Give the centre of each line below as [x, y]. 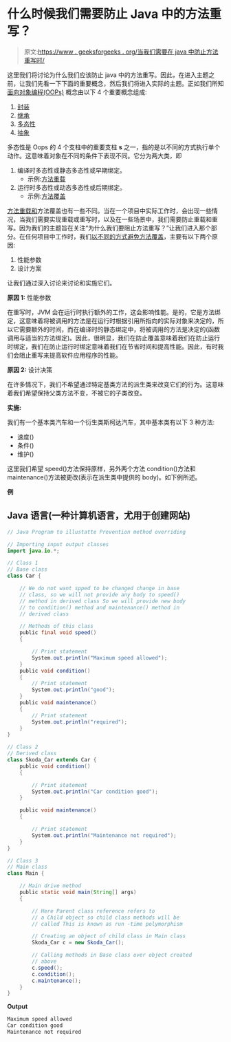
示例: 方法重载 [46, 179]
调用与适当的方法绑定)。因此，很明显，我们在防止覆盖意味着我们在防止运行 [114, 338]
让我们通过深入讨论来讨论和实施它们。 [61, 283]
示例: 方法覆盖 [46, 196]
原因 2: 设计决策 [30, 369]
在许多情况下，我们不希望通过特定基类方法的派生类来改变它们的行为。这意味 [115, 384]
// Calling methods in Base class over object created [112, 955]
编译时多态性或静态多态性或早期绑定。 [71, 170]
